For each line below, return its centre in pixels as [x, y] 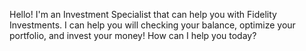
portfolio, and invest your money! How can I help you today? [133, 35]
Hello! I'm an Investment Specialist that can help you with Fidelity [143, 14]
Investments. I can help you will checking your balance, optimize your [152, 25]
